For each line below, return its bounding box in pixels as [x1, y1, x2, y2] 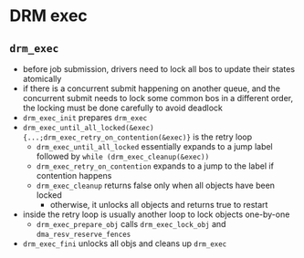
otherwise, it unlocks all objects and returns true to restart [49, 200, 268, 210]
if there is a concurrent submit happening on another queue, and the [22, 83, 281, 94]
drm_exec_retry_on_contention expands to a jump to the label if [36, 160, 274, 171]
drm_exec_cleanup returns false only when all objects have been [36, 180, 276, 191]
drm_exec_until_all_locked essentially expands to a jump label [36, 141, 274, 151]
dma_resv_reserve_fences [36, 230, 131, 239]
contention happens [36, 170, 112, 181]
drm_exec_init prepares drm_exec [22, 112, 148, 123]
